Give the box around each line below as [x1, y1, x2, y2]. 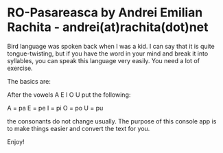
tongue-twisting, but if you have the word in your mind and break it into [7, 49, 209, 58]
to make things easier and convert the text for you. [7, 124, 150, 132]
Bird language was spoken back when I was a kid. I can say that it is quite [7, 42, 215, 50]
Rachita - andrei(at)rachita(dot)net [7, 19, 209, 35]
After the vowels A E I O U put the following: [7, 91, 131, 99]
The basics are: [7, 77, 51, 85]
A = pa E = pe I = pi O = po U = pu [7, 104, 104, 112]
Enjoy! [7, 137, 25, 145]
